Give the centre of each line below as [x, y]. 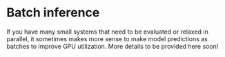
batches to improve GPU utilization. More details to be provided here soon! [112, 46]
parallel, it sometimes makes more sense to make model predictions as [107, 38]
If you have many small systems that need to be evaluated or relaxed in [107, 32]
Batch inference [53, 13]
